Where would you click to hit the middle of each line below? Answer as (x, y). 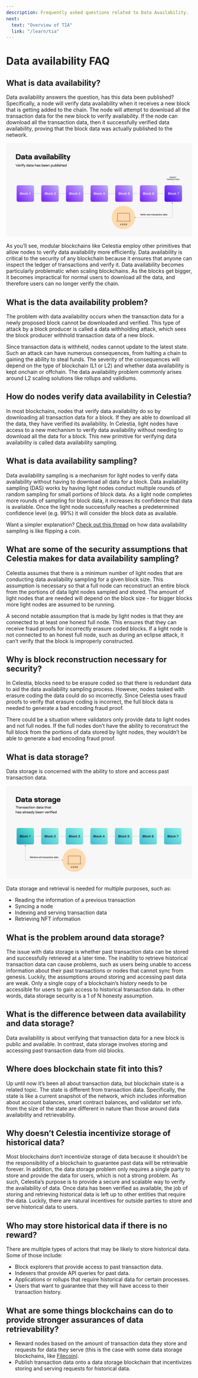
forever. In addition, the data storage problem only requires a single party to (98, 1169)
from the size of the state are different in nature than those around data (93, 1108)
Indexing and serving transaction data (61, 913)
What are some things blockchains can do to (90, 1311)
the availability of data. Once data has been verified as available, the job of (97, 1188)
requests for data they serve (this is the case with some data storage (98, 1350)
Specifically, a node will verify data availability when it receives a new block (98, 104)
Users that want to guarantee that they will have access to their (92, 1286)
